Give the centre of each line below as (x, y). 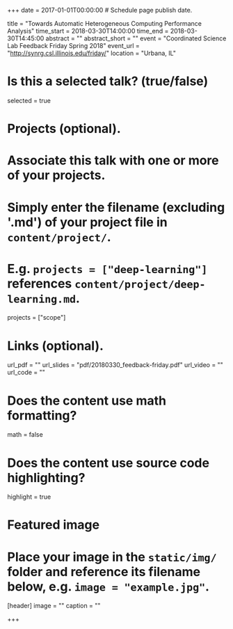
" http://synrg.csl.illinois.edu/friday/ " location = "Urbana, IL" (91, 53)
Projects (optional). (64, 129)
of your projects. (56, 175)
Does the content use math (87, 401)
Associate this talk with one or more (113, 161)
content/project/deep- (140, 285)
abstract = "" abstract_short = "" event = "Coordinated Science (136, 38)
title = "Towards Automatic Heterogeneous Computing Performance (104, 23)
